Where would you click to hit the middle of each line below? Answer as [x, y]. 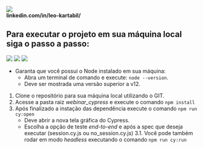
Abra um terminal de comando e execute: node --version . [96, 77]
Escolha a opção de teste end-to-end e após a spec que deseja [103, 127]
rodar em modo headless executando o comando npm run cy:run [105, 139]
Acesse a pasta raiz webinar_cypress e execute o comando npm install [105, 102]
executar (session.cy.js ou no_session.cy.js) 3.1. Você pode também [108, 133]
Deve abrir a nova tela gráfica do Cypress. [77, 120]
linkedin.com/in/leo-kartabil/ [44, 15]
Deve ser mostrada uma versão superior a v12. [82, 84]
